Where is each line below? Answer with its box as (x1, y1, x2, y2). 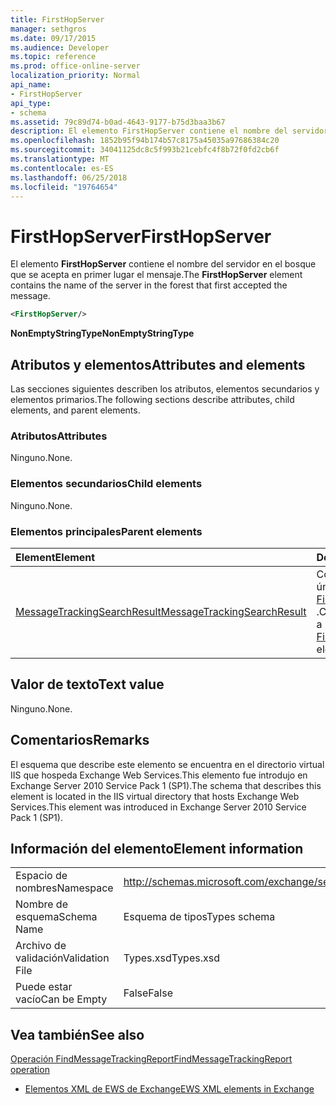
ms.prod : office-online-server (10, 61, 141, 71)
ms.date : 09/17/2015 (10, 33, 97, 43)
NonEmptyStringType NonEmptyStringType (10, 327, 195, 340)
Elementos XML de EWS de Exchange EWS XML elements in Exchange (24, 1083, 315, 1095)
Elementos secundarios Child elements (10, 477, 203, 491)
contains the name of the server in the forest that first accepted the (10, 279, 288, 291)
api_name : (10, 80, 52, 90)
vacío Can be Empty (15, 992, 108, 1006)
